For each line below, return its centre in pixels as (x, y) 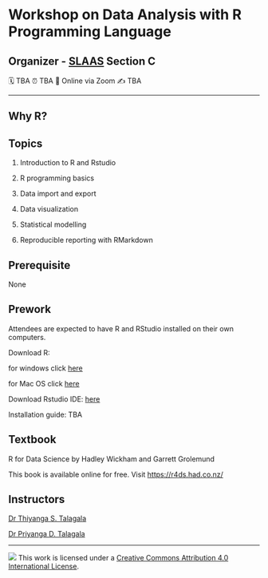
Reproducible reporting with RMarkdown (86, 240)
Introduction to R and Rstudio (68, 163)
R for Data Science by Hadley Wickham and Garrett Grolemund (112, 459)
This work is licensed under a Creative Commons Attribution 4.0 (123, 558)
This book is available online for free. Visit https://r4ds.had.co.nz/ (116, 474)
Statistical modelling (53, 224)
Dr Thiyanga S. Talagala (47, 519)
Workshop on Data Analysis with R (125, 15)
